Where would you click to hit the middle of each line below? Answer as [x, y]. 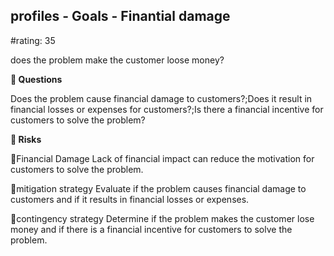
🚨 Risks [26, 139]
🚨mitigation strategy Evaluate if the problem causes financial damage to [158, 188]
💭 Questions [36, 79]
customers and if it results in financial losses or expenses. [130, 199]
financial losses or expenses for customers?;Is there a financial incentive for [167, 109]
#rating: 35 [33, 40]
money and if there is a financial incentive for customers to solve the [151, 229]
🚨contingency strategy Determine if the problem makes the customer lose [162, 218]
